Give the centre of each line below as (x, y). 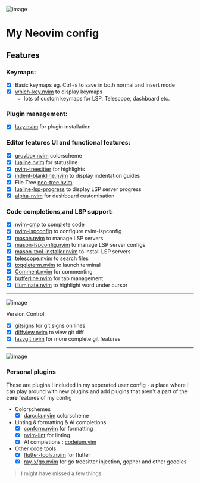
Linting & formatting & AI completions (60, 422)
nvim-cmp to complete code (49, 225)
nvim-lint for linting (47, 435)
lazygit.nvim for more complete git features (68, 339)
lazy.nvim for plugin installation (53, 127)
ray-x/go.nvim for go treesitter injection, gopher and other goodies (105, 462)
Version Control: (26, 314)
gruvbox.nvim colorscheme (48, 155)
